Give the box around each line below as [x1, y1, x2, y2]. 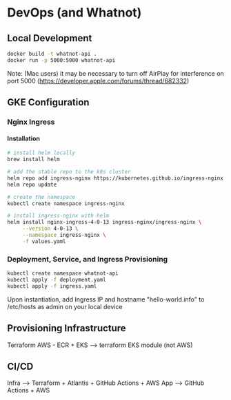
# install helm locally [7, 149, 76, 156]
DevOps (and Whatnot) [7, 5, 142, 21]
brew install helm [7, 156, 60, 163]
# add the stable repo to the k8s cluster [7, 169, 131, 176]
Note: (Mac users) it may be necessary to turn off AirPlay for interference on [7, 69, 224, 77]
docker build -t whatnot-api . [7, 50, 97, 57]
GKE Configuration [7, 96, 90, 108]
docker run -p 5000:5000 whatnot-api [7, 56, 116, 63]
